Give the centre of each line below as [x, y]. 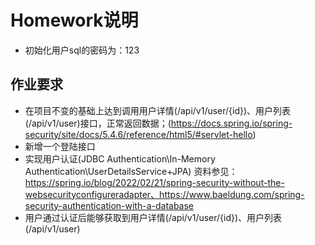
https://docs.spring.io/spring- [231, 123]
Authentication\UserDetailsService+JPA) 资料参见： [131, 171]
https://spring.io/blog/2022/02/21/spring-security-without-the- [154, 182]
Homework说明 [74, 20]
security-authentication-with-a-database [109, 205]
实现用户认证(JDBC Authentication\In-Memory [120, 158]
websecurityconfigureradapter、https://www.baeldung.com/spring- [164, 194]
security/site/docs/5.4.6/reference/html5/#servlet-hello [138, 134]
